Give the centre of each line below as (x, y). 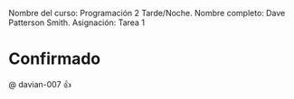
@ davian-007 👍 (40, 84)
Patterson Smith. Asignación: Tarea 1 (77, 22)
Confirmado (55, 59)
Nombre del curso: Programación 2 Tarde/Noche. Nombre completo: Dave (147, 13)
